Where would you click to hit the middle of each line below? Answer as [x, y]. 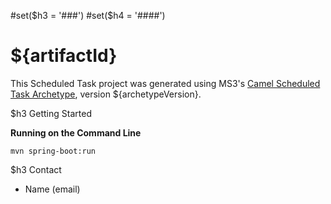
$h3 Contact [36, 169]
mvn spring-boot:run [53, 151]
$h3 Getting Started [51, 113]
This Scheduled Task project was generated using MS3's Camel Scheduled [165, 83]
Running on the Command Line [76, 132]
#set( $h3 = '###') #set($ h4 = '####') [88, 15]
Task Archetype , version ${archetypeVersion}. [106, 94]
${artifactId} [64, 56]
